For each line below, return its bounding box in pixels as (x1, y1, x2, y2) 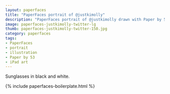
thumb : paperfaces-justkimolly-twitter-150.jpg (5, 26, 108, 32)
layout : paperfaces (5, 7, 47, 13)
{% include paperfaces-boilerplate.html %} (5, 83, 95, 89)
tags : (5, 36, 17, 41)
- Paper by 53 (5, 54, 35, 60)
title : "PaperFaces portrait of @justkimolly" (5, 12, 105, 17)
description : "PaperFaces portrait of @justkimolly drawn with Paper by (5, 17, 162, 22)
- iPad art (5, 59, 28, 65)
